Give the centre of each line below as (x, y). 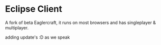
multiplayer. (17, 27)
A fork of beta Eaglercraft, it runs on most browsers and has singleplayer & (80, 22)
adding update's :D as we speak (38, 37)
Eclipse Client (34, 9)
